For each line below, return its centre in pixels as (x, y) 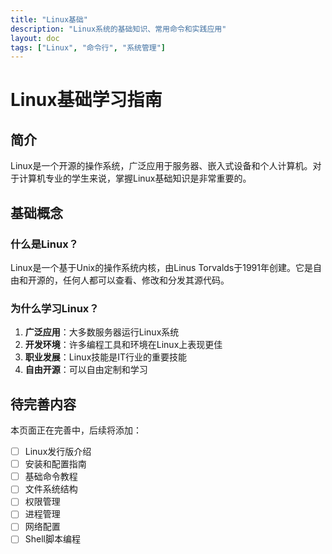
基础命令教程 (51, 477)
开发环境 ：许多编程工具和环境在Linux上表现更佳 (123, 345)
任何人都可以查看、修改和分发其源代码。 (146, 280)
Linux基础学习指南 (86, 100)
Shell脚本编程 (52, 539)
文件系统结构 (51, 489)
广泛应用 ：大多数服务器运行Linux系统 (102, 332)
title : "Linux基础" (49, 19)
